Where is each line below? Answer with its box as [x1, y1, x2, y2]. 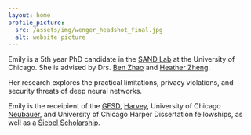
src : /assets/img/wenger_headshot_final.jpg [15, 26, 163, 34]
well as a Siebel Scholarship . [8, 118, 100, 127]
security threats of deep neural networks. [8, 87, 143, 96]
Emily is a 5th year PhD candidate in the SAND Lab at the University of [8, 55, 235, 64]
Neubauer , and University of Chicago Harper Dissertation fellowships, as [8, 110, 243, 119]
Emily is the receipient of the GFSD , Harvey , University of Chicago [8, 101, 221, 111]
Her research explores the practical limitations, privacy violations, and [8, 78, 234, 87]
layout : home [8, 11, 51, 20]
